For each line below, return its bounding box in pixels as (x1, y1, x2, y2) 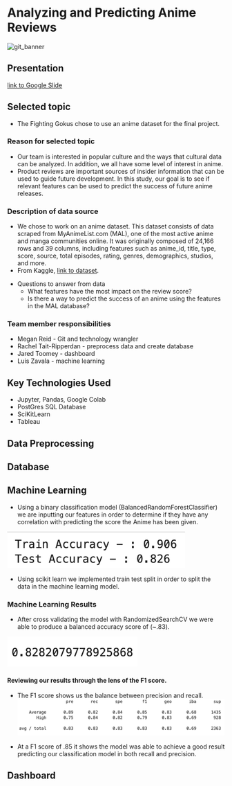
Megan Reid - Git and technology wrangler (17, 334, 139, 343)
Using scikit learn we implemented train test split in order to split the (17, 575, 211, 583)
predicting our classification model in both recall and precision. (17, 749, 197, 758)
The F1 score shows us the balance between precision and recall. (17, 691, 204, 700)
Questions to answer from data (17, 280, 106, 288)
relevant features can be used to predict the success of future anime (17, 181, 213, 190)
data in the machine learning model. (17, 582, 119, 590)
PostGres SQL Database (17, 403, 86, 411)
